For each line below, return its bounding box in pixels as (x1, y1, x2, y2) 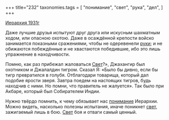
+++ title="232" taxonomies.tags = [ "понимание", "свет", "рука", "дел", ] (5, 5, 163, 10)
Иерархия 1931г (5, 20, 40, 26)
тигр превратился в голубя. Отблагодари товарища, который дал (5, 72, 149, 78)
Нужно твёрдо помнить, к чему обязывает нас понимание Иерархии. (5, 98, 158, 104)
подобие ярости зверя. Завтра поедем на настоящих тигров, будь (5, 78, 152, 83)
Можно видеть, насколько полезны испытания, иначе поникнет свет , (5, 104, 158, 109)
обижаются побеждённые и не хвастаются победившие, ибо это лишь (5, 46, 161, 52)
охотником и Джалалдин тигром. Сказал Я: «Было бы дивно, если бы (5, 66, 158, 73)
